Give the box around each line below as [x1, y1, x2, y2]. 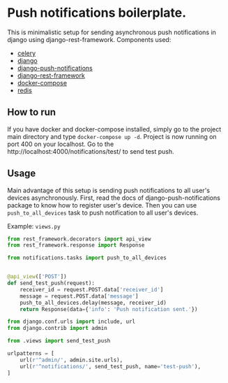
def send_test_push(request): [7, 280, 96, 287]
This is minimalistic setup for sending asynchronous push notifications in [7, 28, 216, 36]
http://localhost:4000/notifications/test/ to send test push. [7, 147, 174, 155]
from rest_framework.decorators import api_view [7, 236, 151, 243]
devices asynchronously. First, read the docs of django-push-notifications [7, 194, 221, 202]
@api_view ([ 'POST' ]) [7, 273, 68, 280]
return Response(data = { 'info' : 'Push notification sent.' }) [20, 305, 198, 312]
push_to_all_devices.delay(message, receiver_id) [20, 299, 167, 306]
